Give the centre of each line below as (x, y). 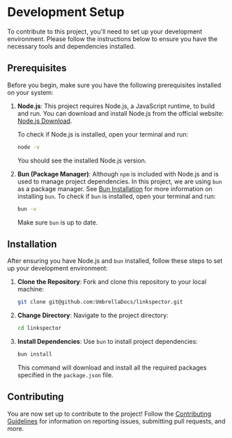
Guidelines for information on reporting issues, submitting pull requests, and (116, 421)
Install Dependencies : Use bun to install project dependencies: (108, 342)
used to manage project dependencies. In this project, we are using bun (119, 181)
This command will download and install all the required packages (112, 368)
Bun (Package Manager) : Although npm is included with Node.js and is (118, 174)
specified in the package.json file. (65, 375)
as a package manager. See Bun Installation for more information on (115, 188)
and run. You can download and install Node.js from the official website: (121, 113)
